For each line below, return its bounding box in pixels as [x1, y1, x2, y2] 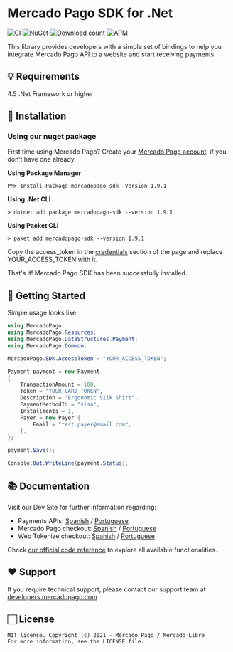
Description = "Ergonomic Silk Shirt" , [20, 394, 139, 401]
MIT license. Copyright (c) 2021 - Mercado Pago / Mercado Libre [7, 632, 205, 639]
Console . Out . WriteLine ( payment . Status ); [7, 460, 129, 467]
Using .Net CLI [7, 195, 51, 204]
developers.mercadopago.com [7, 592, 98, 601]
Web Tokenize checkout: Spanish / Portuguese [17, 532, 155, 540]
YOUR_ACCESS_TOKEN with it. [7, 255, 98, 264]
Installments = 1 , [20, 407, 75, 414]
